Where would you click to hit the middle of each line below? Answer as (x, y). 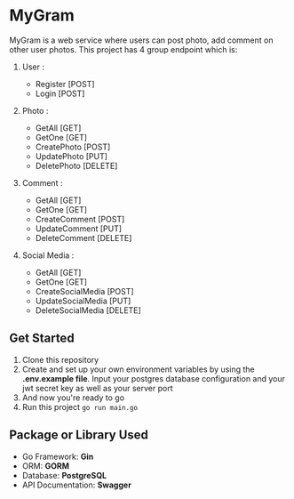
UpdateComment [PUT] (79, 229)
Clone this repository (60, 359)
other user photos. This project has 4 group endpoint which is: (123, 49)
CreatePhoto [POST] (73, 147)
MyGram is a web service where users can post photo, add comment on (141, 40)
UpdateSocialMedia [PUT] (83, 301)
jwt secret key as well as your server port (97, 388)
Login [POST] (60, 93)
